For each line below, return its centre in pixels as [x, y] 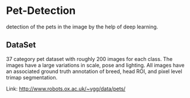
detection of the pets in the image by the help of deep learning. [82, 27]
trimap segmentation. [32, 77]
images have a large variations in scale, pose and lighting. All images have [95, 65]
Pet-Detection [41, 11]
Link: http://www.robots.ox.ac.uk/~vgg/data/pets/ [66, 89]
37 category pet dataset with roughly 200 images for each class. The [89, 59]
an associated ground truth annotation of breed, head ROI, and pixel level [94, 71]
